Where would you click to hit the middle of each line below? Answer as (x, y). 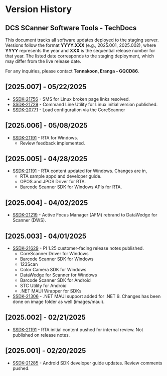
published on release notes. (41, 335)
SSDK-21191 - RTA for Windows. (45, 137)
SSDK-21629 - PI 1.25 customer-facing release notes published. (78, 248)
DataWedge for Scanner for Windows (58, 275)
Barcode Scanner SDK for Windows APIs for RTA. (71, 187)
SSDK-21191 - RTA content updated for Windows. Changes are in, (80, 171)
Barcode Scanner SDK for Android (55, 280)
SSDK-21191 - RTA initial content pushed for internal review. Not (78, 329)
